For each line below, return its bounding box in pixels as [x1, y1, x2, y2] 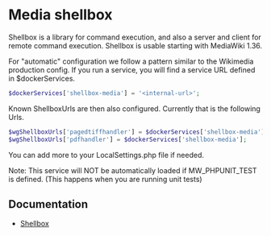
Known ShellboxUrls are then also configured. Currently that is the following [8, 103, 261, 114]
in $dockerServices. [8, 73, 75, 83]
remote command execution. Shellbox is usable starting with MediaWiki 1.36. [8, 40, 263, 50]
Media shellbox [8, 6, 113, 24]
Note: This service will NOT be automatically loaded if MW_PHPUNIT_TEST [8, 165, 257, 175]
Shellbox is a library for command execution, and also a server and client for [8, 32, 262, 42]
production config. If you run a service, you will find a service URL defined [8, 64, 256, 74]
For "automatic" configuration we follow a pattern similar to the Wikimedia [8, 56, 254, 66]
